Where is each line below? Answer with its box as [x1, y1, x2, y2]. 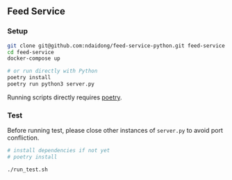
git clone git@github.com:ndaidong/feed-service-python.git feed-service [7, 42, 226, 49]
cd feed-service [7, 49, 54, 56]
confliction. [7, 133, 40, 142]
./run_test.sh [7, 166, 49, 173]
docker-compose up [7, 55, 60, 62]
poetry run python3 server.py [7, 81, 95, 88]
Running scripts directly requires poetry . [7, 93, 123, 101]
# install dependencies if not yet [7, 147, 110, 154]
